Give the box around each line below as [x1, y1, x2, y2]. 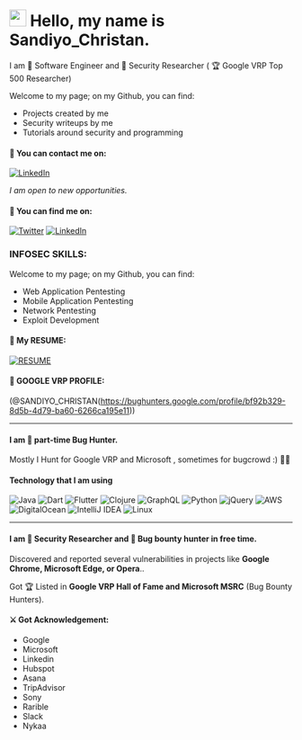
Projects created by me [22, 108, 110, 119]
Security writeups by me [22, 117, 114, 128]
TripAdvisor [22, 682, 66, 692]
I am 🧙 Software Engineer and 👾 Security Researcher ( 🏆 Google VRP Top [9, 59, 283, 71]
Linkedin [22, 653, 55, 664]
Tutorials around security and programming [22, 127, 184, 138]
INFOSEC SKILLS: [9, 248, 87, 261]
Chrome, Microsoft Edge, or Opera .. [9, 563, 145, 574]
